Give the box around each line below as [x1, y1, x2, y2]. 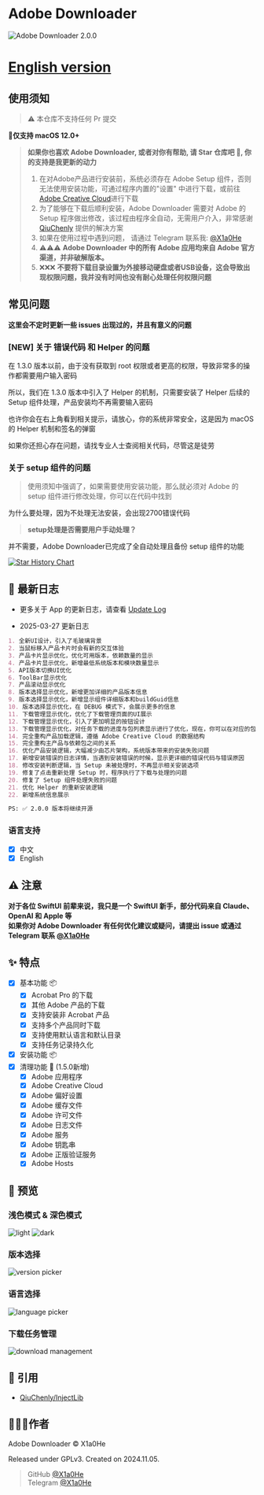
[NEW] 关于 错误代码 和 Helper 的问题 [8, 342, 150, 353]
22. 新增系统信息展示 [8, 790, 69, 799]
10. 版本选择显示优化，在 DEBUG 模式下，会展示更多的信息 [8, 703, 176, 711]
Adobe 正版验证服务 [31, 1150, 97, 1160]
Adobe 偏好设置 [31, 1090, 82, 1100]
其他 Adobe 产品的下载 [31, 1001, 105, 1010]
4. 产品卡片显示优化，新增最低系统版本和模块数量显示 [8, 659, 159, 667]
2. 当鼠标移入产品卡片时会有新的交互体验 [8, 645, 124, 653]
